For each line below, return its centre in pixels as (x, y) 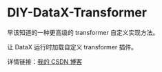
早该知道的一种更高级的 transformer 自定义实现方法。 (83, 32)
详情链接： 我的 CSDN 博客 (45, 61)
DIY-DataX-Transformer (77, 13)
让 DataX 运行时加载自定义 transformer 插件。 (72, 47)
